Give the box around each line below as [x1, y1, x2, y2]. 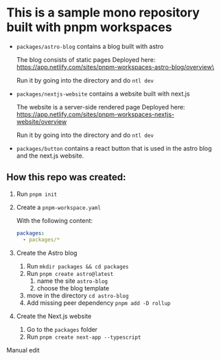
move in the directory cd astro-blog [26, 291, 129, 299]
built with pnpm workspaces [6, 19, 172, 35]
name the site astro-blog [36, 277, 108, 285]
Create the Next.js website [16, 312, 92, 320]
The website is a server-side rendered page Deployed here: [16, 103, 185, 111]
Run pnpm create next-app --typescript [26, 332, 141, 341]
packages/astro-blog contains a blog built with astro [16, 42, 164, 50]
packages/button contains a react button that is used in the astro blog [16, 144, 212, 152]
